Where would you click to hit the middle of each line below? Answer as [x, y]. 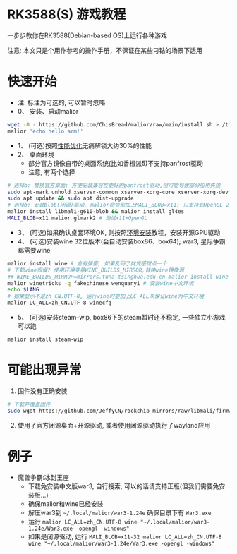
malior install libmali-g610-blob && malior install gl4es [96, 212]
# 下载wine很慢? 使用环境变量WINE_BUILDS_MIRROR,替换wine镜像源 [96, 270]
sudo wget [22, 411]
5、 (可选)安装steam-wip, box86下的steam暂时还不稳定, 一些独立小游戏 [121, 317]
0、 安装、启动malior [48, 111]
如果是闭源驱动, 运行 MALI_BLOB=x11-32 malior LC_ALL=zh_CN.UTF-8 [125, 536]
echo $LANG [23, 290]
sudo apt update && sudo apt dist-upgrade [71, 198]
